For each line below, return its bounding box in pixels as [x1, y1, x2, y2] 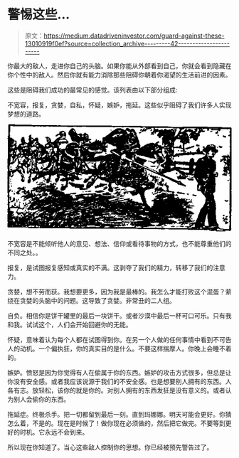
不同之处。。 [7, 248, 42, 257]
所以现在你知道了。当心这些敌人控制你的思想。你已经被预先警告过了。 [7, 443, 213, 452]
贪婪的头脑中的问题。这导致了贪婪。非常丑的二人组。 [19, 297, 176, 305]
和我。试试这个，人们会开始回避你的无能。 [7, 321, 132, 329]
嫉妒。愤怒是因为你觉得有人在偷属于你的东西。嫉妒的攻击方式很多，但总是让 [7, 368, 232, 377]
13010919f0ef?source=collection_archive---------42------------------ [24, 39, 230, 48]
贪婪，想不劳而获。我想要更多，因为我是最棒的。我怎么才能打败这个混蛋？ [7, 287, 225, 296]
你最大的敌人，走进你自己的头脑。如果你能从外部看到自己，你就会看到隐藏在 [7, 61, 232, 70]
